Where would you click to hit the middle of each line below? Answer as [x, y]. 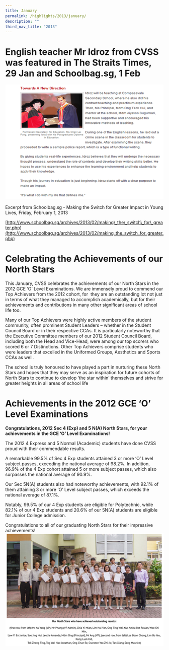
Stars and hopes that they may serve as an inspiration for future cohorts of [82, 372]
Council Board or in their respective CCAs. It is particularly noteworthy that [82, 330]
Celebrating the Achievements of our [84, 259]
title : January [21, 11]
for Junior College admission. [36, 515]
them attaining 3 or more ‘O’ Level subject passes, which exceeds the [77, 489]
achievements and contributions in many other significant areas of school [81, 305]
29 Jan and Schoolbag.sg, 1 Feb [73, 74]
